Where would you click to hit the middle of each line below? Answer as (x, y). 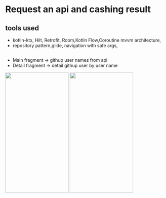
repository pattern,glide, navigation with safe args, (65, 46)
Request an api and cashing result (78, 9)
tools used (22, 28)
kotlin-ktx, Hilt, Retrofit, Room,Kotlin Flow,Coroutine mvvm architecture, (87, 40)
